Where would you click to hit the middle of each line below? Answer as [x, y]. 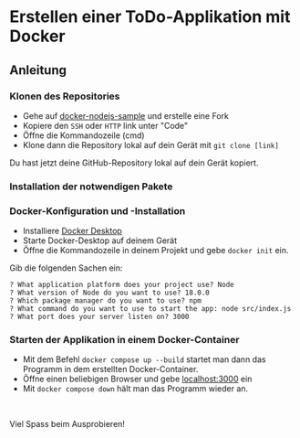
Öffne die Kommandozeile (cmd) [83, 135]
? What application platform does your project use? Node [122, 285]
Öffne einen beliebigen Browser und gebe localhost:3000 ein [137, 379]
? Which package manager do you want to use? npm [106, 301]
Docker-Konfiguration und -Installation [98, 210]
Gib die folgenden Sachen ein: [66, 268]
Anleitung [38, 70]
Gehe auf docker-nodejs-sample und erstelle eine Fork [126, 115]
